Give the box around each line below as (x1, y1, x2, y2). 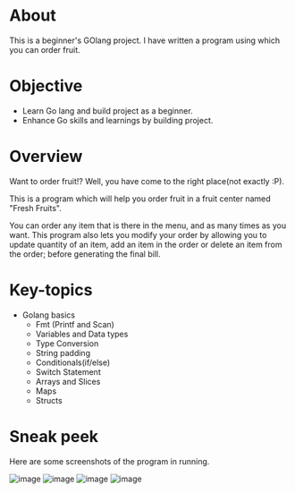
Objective (9, 76, 83, 97)
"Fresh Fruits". (9, 202, 63, 213)
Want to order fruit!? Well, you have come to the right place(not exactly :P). (9, 175, 284, 186)
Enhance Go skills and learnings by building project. (21, 115, 214, 125)
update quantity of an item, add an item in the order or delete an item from (9, 239, 282, 250)
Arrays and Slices (35, 376, 101, 387)
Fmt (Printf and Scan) (35, 319, 114, 329)
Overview (9, 147, 83, 166)
